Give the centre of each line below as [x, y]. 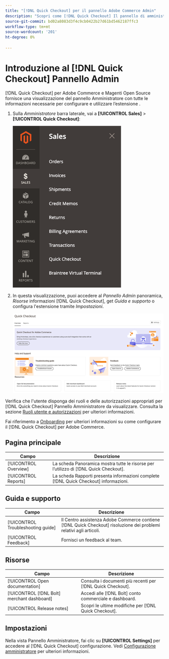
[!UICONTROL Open [28, 581]
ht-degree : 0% [20, 37]
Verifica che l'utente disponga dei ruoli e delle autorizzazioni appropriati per [84, 401]
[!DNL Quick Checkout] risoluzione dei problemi [110, 525]
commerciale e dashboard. [108, 599]
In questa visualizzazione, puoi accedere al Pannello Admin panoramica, [88, 295]
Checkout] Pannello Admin [62, 79]
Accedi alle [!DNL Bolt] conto [111, 593]
